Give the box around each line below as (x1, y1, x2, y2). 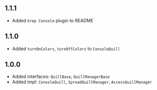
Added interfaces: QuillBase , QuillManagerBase (12, 73, 110, 80)
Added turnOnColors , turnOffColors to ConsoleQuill (12, 46, 120, 52)
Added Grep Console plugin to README (12, 17, 94, 23)
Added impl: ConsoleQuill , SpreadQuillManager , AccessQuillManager (12, 79, 152, 85)
